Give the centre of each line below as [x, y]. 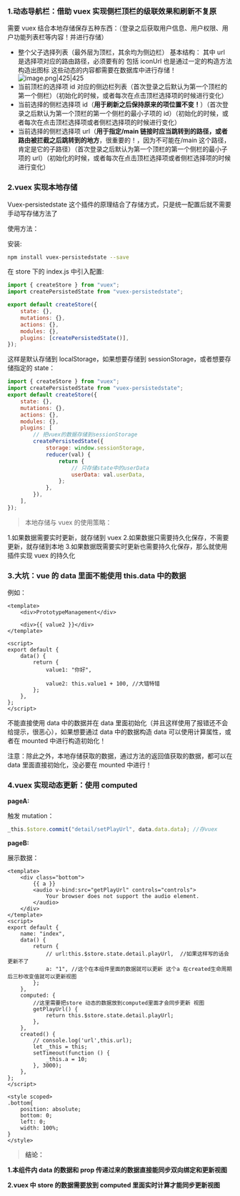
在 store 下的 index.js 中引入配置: [56, 271]
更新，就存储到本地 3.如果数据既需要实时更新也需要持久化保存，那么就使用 [117, 546]
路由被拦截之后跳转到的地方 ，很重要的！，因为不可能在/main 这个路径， [124, 140]
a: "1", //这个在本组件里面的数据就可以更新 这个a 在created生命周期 [139, 970]
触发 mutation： [31, 816]
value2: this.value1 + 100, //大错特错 [103, 684]
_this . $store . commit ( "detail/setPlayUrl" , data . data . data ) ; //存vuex [112, 829]
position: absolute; [51, 1110]
